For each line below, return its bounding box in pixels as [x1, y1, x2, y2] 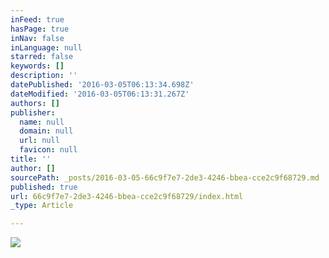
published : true [10, 182, 78, 192]
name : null [19, 117, 65, 127]
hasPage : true [10, 24, 70, 34]
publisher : [10, 107, 56, 118]
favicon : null [19, 145, 78, 155]
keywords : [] [10, 61, 65, 71]
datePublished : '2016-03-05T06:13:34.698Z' [10, 80, 195, 90]
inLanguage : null [10, 42, 83, 53]
